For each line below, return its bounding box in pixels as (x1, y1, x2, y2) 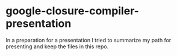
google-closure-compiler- (5, 4, 140, 18)
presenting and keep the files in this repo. (5, 43, 109, 50)
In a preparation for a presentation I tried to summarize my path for (5, 36, 172, 43)
